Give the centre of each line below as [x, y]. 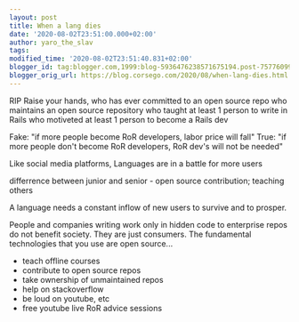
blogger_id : [31, 68]
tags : [19, 51]
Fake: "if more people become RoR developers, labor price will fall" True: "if [148, 137]
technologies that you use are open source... [91, 243]
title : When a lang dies [55, 26]
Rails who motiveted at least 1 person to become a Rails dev [119, 119]
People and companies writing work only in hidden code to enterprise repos [148, 224]
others [21, 190]
